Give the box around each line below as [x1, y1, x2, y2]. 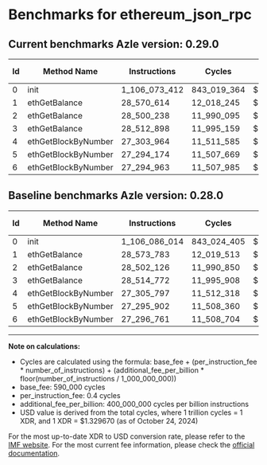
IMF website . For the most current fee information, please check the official [8, 440, 255, 449]
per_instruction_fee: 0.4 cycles [19, 390, 121, 400]
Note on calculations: [8, 341, 81, 351]
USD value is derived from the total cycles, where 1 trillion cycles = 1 [19, 408, 243, 417]
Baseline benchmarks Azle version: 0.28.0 [8, 189, 224, 202]
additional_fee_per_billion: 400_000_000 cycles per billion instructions [19, 399, 249, 408]
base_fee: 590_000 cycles [19, 382, 106, 392]
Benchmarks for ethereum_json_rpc [8, 6, 252, 24]
